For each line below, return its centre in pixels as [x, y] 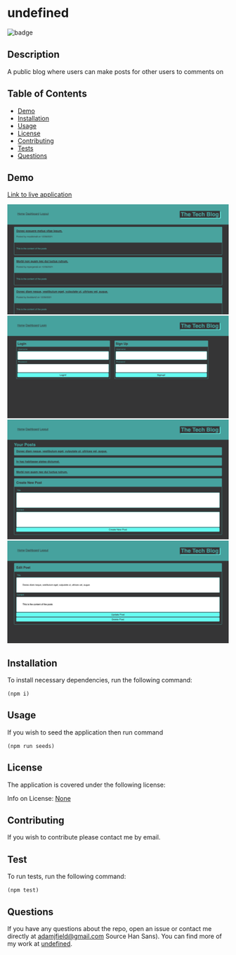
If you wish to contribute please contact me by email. [84, 837]
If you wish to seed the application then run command [85, 732]
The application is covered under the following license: [87, 785]
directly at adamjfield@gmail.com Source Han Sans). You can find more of [115, 936]
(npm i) [19, 694]
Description [33, 55]
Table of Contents [47, 94]
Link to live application [40, 194]
